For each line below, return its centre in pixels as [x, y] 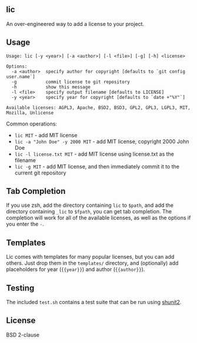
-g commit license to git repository [71, 82]
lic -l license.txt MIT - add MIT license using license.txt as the [94, 154]
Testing [20, 288]
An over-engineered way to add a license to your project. [75, 24]
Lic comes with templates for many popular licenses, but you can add [90, 257]
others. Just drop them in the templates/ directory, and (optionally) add [92, 263]
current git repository [40, 173]
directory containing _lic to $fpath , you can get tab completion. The [89, 212]
